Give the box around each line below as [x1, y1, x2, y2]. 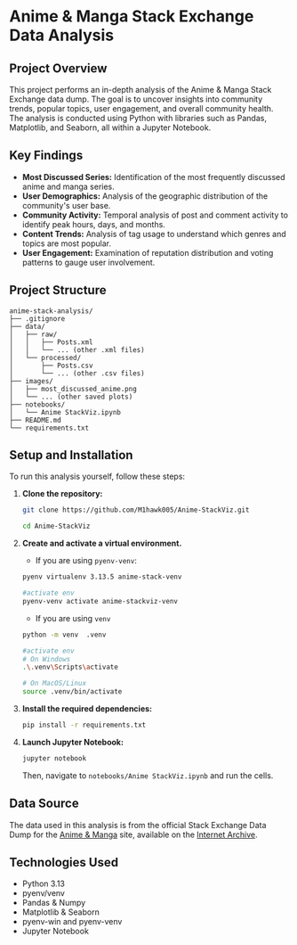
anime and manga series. [21, 181, 116, 192]
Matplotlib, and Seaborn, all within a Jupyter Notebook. [9, 122, 212, 133]
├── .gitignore [9, 314, 66, 323]
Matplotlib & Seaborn [21, 907, 100, 917]
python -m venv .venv [21, 630, 107, 639]
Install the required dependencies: [21, 703, 153, 714]
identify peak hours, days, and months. [21, 218, 166, 229]
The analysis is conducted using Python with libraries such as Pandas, [9, 113, 267, 123]
